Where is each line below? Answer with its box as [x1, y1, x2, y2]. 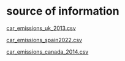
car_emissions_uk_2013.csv [6, 24, 77, 32]
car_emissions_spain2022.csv [6, 36, 83, 43]
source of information [6, 4, 119, 18]
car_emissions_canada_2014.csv [6, 48, 89, 56]
